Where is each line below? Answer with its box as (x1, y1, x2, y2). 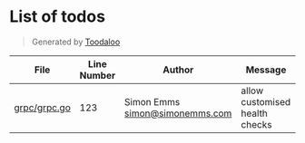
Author (162, 63, 194, 76)
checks (241, 118, 272, 130)
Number (79, 69, 116, 81)
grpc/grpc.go (14, 101, 71, 114)
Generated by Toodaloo (31, 36, 121, 47)
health (241, 107, 268, 119)
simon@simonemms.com (123, 107, 232, 119)
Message (245, 63, 287, 76)
